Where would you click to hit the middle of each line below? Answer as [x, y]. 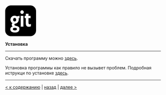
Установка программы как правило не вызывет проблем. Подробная [78, 68]
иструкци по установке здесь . [37, 73]
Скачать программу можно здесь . [41, 58]
